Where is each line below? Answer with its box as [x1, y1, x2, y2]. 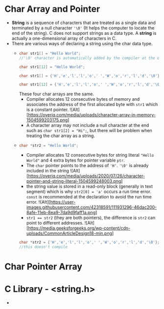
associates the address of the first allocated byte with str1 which [26, 102, 158, 108]
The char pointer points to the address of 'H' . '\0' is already [26, 163, 149, 169]
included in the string [26, 168, 70, 174]
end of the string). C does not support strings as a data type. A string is [11, 30, 157, 36]
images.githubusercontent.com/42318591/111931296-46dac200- [26, 204, 157, 210]
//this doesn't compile [19, 245, 68, 250]
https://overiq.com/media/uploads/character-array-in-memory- [28, 112, 156, 118]
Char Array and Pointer [4, 3, 100, 15]
